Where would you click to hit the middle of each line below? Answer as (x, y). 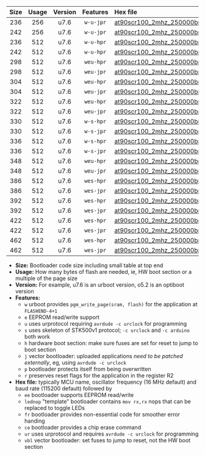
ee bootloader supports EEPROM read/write (79, 395)
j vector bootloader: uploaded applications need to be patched (103, 356)
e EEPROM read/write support (62, 317)
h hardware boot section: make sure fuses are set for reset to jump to (111, 343)
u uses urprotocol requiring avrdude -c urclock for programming (106, 324)
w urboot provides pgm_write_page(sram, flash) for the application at (111, 304)
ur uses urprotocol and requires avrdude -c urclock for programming (111, 434)
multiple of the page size (46, 278)
